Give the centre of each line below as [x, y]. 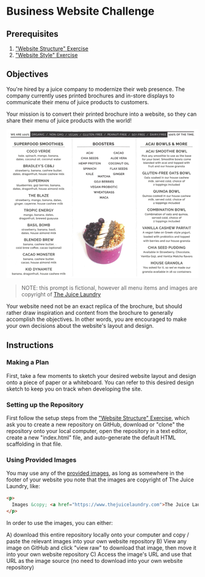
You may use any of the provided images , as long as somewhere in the [95, 473]
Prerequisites [32, 34]
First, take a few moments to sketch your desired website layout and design [101, 375]
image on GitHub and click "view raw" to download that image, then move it [101, 548]
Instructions [30, 345]
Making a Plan [28, 363]
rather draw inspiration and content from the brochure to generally [90, 313]
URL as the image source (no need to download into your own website [95, 561]
